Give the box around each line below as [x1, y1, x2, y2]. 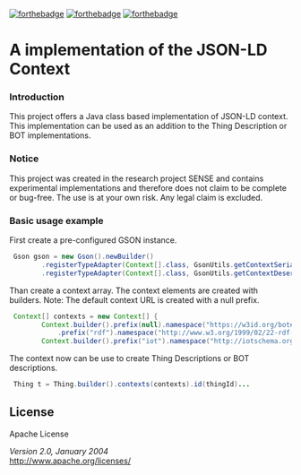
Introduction [9, 91, 64, 103]
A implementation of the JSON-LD [9, 40, 268, 60]
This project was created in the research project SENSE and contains [9, 173, 264, 184]
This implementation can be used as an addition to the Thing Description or [9, 121, 288, 132]
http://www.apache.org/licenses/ [9, 455, 132, 466]
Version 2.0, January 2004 [9, 445, 109, 456]
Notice [9, 152, 39, 165]
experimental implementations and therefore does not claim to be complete [9, 182, 287, 193]
